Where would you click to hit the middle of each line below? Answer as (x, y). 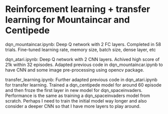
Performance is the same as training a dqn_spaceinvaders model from (78, 95)
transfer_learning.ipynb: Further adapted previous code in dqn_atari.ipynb (81, 79)
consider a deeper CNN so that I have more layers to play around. (73, 106)
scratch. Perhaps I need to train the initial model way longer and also (76, 100)
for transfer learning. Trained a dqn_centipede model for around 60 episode (83, 85)
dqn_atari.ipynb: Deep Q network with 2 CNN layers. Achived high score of (82, 59)
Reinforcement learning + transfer (78, 9)
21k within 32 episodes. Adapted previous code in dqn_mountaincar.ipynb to (84, 64)
